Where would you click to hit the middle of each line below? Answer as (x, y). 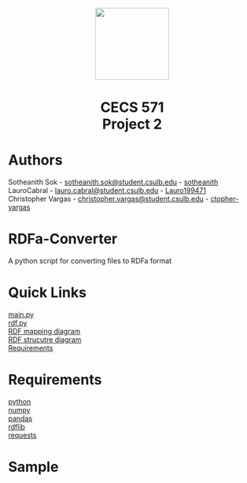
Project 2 (132, 124)
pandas (20, 418)
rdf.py (18, 323)
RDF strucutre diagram (45, 340)
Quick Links (47, 293)
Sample (33, 467)
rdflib (17, 426)
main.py (21, 314)
